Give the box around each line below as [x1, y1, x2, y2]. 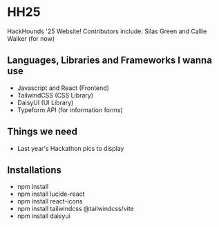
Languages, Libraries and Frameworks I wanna [7, 55, 213, 66]
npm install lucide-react [17, 190, 85, 198]
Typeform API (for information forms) [17, 105, 123, 114]
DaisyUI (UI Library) [17, 98, 74, 107]
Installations [7, 164, 62, 176]
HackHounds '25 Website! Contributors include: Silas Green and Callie [7, 27, 207, 35]
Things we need [7, 126, 78, 138]
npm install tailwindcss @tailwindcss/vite [17, 205, 135, 213]
